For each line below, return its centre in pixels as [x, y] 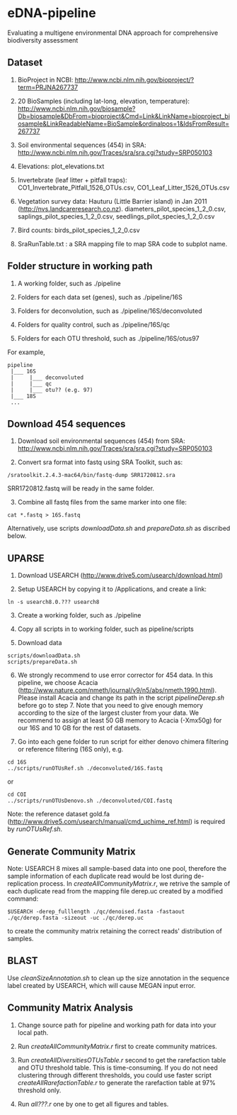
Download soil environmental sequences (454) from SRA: [101, 441]
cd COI [17, 795]
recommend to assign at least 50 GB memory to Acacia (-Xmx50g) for [120, 720]
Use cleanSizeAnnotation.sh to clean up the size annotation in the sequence [118, 978]
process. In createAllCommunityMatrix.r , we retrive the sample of [135, 884]
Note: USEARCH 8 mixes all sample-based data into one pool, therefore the [117, 868]
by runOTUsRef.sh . [35, 829]
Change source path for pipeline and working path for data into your [117, 1025]
